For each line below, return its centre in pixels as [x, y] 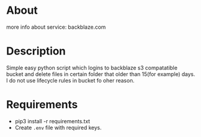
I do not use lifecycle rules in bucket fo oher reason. [70, 80]
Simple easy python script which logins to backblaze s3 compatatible [92, 68]
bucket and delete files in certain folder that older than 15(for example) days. [101, 74]
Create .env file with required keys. [58, 127]
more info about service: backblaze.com [56, 27]
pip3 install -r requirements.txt [52, 121]
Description [36, 51]
